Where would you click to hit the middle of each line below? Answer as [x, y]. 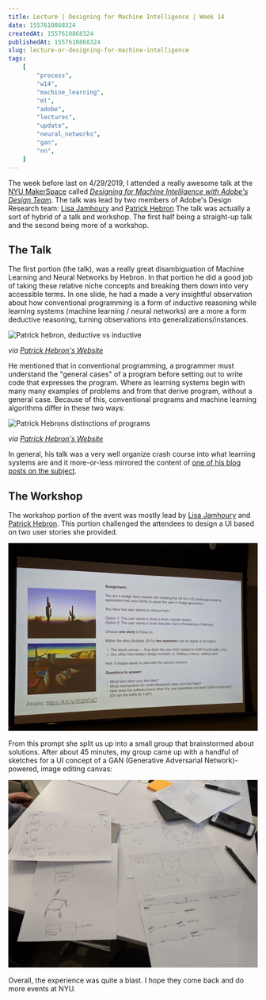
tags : [17, 59]
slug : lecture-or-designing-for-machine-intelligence [99, 50]
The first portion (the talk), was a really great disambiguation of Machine [126, 269]
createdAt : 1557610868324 [51, 33]
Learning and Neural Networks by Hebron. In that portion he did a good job [131, 277]
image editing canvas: [77, 769]
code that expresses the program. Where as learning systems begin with [127, 383]
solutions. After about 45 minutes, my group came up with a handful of [123, 752]
